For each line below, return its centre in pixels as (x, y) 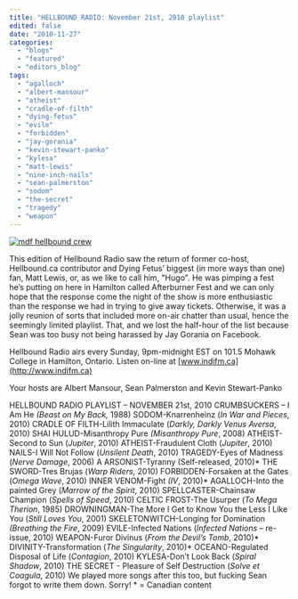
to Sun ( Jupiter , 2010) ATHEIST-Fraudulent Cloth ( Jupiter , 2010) (156, 442)
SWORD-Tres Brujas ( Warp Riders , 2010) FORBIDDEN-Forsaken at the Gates (149, 471)
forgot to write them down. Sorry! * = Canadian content (110, 585)
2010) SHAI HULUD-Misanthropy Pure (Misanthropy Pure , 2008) (127, 433)
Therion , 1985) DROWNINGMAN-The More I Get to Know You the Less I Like (149, 509)
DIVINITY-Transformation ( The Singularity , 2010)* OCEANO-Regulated (139, 546)
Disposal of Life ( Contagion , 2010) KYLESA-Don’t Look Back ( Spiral (133, 556)
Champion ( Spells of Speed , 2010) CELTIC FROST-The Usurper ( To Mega (143, 499)
